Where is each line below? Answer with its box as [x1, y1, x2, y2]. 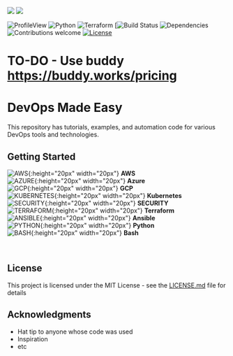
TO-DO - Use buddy [7, 53, 124, 69]
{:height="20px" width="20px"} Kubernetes [54, 191, 183, 199]
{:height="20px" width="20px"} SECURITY [44, 199, 169, 207]
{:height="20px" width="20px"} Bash [31, 228, 139, 237]
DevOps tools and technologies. [7, 130, 99, 139]
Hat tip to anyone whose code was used [17, 327, 133, 336]
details [7, 288, 27, 297]
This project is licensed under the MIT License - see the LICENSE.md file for [7, 280, 226, 290]
